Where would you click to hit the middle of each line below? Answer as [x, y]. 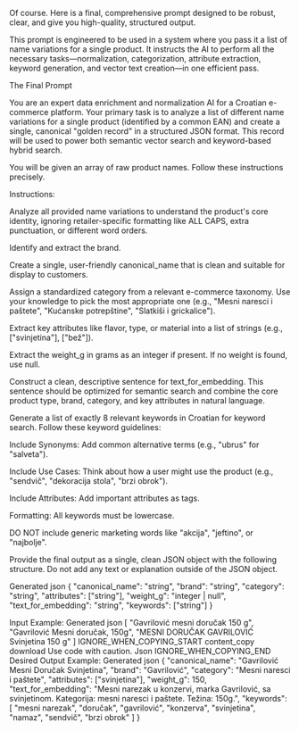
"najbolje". [28, 542]
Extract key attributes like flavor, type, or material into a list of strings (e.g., [146, 328]
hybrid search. [36, 150]
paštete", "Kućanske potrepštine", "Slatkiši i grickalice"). [112, 311]
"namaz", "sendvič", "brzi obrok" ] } [75, 717]
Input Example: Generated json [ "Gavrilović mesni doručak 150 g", [132, 623]
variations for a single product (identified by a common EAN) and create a [145, 121]
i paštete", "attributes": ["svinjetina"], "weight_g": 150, [108, 679]
